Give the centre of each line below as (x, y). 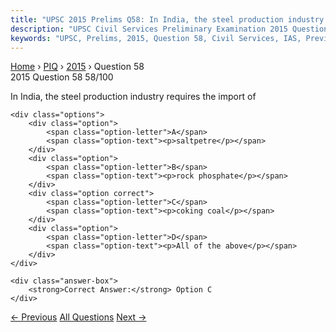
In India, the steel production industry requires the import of (133, 97)
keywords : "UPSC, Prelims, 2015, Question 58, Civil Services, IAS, (156, 38)
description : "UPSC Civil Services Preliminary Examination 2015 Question (169, 29)
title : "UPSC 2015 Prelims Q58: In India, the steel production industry (167, 19)
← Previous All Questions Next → (78, 317)
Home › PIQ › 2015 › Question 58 (77, 67)
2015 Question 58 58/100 (62, 77)
